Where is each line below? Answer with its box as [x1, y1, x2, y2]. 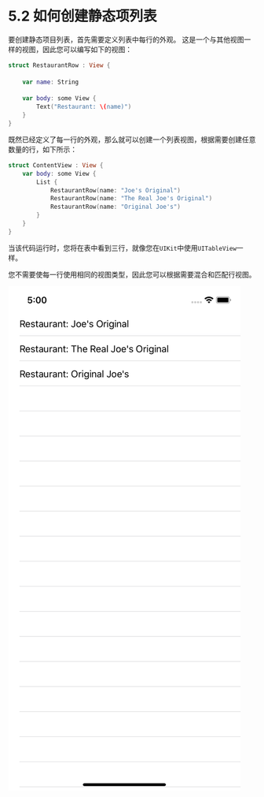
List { [36, 178, 58, 186]
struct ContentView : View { [8, 161, 104, 169]
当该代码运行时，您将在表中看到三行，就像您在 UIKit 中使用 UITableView [8, 243, 237, 252]
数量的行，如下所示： [8, 144, 77, 154]
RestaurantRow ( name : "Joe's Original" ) [49, 186, 181, 194]
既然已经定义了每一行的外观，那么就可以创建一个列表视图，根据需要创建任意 [8, 135, 256, 144]
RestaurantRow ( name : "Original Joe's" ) [49, 203, 181, 211]
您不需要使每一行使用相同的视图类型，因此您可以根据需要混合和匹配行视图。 [8, 270, 256, 279]
